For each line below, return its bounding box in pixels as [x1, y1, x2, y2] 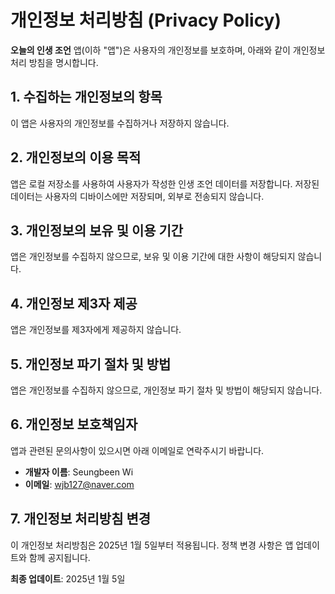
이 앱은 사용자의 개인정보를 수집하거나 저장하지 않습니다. [10, 117, 230, 129]
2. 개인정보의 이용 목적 [10, 149, 142, 166]
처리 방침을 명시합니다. [10, 56, 99, 68]
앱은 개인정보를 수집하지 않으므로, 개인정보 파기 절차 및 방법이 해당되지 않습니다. [10, 384, 323, 396]
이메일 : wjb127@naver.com [24, 478, 135, 490]
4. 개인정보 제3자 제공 [10, 295, 138, 312]
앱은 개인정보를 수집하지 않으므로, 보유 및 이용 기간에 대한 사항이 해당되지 [10, 251, 296, 263]
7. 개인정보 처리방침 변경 [10, 511, 152, 528]
